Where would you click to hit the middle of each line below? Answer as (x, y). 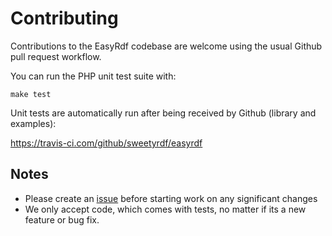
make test (31, 94)
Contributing (64, 18)
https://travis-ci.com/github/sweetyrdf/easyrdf (106, 143)
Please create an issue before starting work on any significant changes (171, 198)
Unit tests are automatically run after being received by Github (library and (163, 113)
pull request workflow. (56, 56)
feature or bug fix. (62, 219)
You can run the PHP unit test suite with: (93, 76)
